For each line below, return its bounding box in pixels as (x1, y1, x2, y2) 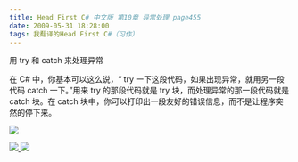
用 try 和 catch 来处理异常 (9, 55, 104, 66)
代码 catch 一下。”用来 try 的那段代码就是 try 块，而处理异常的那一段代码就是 (9, 85, 290, 96)
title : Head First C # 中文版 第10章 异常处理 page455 (9, 12, 202, 22)
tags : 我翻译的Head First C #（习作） (9, 29, 139, 38)
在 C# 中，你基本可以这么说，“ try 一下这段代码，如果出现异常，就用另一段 (9, 74, 285, 85)
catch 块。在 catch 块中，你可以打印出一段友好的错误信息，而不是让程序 (9, 96, 277, 107)
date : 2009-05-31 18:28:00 (9, 21, 110, 30)
